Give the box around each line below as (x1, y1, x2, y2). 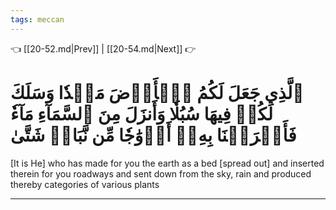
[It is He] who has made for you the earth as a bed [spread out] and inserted (10, 157, 325, 169)
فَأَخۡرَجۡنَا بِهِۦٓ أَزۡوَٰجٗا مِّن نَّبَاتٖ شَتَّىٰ (10, 124, 297, 146)
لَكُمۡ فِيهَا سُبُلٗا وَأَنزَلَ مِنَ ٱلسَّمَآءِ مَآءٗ (10, 102, 274, 125)
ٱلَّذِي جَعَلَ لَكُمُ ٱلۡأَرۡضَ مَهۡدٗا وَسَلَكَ (10, 81, 305, 104)
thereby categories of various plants (10, 178, 160, 190)
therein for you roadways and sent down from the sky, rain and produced (10, 167, 312, 180)
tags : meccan (10, 14, 65, 25)
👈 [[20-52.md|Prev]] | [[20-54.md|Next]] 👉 (10, 42, 197, 55)
